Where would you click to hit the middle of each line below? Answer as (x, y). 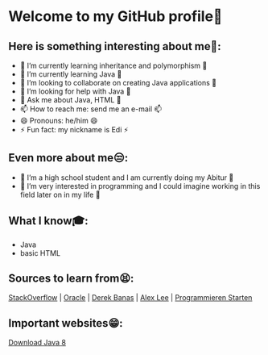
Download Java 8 (37, 343)
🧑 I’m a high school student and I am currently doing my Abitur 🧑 (127, 177)
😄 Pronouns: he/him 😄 (59, 121)
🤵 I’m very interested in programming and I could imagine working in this (140, 186)
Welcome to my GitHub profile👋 (115, 17)
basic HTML (40, 253)
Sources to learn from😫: (71, 279)
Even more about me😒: (68, 158)
